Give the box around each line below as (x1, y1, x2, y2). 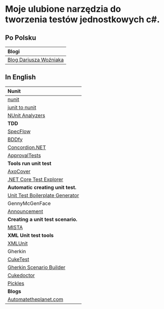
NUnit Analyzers (7, 112, 45, 119)
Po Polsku (5, 33, 36, 42)
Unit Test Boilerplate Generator (7, 192, 79, 199)
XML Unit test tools (7, 232, 54, 239)
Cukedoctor (7, 272, 35, 278)
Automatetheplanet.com (7, 296, 64, 303)
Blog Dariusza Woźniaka (7, 57, 64, 63)
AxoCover (7, 168, 31, 175)
